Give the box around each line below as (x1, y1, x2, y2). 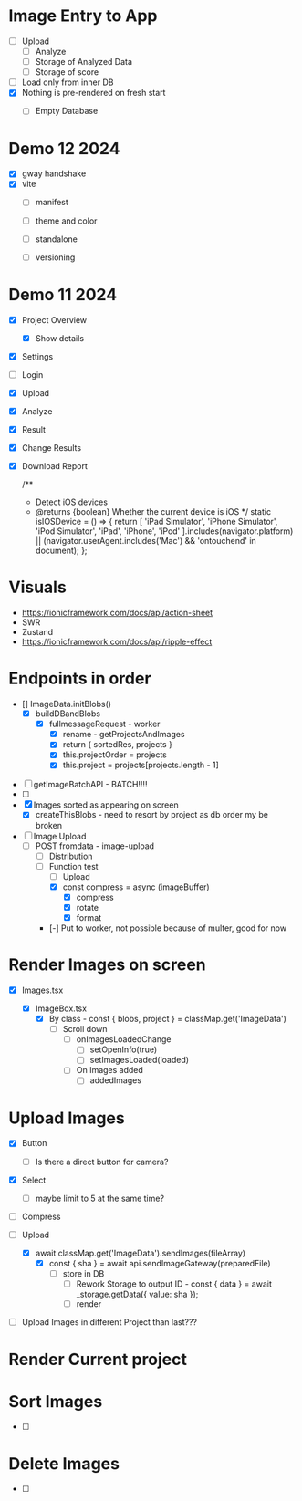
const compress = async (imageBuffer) (62, 881, 211, 892)
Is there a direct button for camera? (35, 1156, 169, 1167)
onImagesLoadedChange (76, 1034, 172, 1045)
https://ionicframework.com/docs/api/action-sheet (21, 608, 213, 619)
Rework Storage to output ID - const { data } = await (76, 1278, 273, 1289)
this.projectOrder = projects (62, 749, 168, 760)
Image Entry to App (8, 5, 158, 26)
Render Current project (8, 1350, 188, 1370)
